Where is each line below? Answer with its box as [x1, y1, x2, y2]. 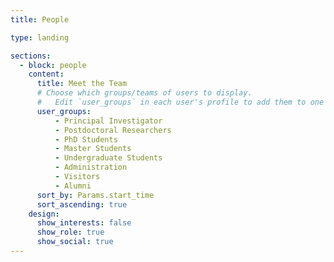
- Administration [54, 162, 128, 173]
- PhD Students [54, 134, 118, 145]
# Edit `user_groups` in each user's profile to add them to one [36, 97, 325, 107]
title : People [10, 14, 70, 25]
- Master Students [54, 144, 132, 154]
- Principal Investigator [54, 116, 163, 126]
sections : [10, 51, 52, 61]
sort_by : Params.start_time [36, 190, 155, 200]
